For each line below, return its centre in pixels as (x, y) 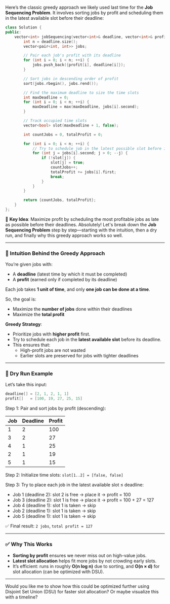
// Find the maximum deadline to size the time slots (81, 93)
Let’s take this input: (26, 385)
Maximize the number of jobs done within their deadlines (72, 309)
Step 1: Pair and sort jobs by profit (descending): (56, 409)
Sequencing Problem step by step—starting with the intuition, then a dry (81, 230)
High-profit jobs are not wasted (53, 350)
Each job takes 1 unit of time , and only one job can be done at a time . (78, 289)
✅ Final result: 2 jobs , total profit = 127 (49, 526)
